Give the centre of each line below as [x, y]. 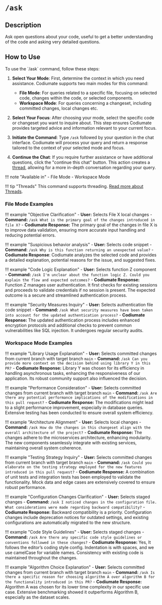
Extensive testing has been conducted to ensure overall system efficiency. [79, 413]
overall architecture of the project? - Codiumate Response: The [73, 433]
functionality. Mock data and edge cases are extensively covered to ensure [80, 482]
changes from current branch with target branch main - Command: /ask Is [80, 572]
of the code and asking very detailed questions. [53, 42]
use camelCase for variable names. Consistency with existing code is [74, 553]
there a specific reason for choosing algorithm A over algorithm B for [80, 577]
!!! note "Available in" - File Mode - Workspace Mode [57, 177]
